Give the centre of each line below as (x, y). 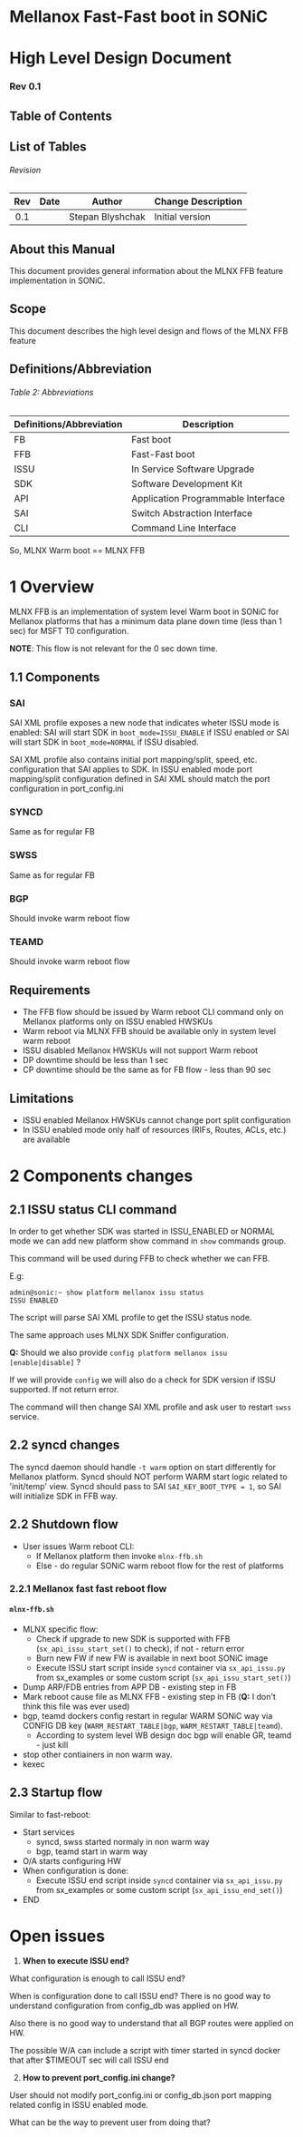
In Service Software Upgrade (193, 469)
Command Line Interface (184, 528)
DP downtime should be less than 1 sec (95, 1060)
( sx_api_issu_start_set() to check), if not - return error (140, 1648)
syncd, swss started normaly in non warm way (123, 1841)
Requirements (50, 990)
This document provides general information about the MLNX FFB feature (146, 271)
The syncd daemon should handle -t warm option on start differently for (143, 1467)
